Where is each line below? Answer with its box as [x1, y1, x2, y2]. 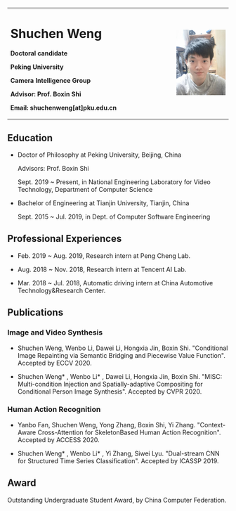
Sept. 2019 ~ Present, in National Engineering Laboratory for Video [17, 178, 211, 186]
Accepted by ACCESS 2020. [17, 435, 100, 444]
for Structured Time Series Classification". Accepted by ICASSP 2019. [17, 456, 219, 465]
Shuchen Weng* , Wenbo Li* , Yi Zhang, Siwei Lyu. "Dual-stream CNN [17, 449, 220, 458]
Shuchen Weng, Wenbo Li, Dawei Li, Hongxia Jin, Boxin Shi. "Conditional [17, 344, 228, 352]
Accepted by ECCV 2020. [17, 358, 93, 367]
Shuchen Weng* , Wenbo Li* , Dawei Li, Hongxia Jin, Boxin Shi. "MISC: [17, 372, 223, 380]
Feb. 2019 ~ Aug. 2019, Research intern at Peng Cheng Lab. [17, 251, 191, 260]
